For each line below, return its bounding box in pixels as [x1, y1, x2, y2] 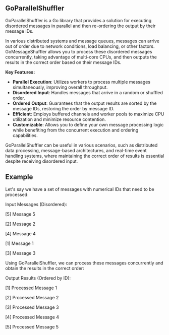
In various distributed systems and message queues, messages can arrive [5, 38, 160, 44]
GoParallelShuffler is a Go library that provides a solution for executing [5, 17, 152, 23]
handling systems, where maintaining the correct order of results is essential [5, 153, 164, 159]
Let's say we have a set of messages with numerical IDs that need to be [5, 186, 155, 192]
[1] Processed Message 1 [5, 285, 57, 291]
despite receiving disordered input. [5, 158, 78, 164]
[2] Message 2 [5, 221, 36, 227]
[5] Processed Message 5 [5, 323, 59, 329]
